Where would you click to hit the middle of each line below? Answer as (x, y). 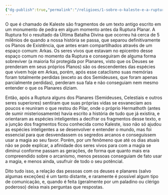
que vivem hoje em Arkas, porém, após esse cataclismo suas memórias (79, 72)
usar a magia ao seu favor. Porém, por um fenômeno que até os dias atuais (82, 140)
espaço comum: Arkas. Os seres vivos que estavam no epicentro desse (79, 50)
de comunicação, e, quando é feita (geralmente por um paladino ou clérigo (82, 181)
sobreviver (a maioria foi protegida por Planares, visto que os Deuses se (79, 61)
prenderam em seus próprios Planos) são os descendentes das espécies (80, 66)
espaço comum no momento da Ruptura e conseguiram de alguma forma (81, 56)
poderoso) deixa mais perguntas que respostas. (54, 187)
